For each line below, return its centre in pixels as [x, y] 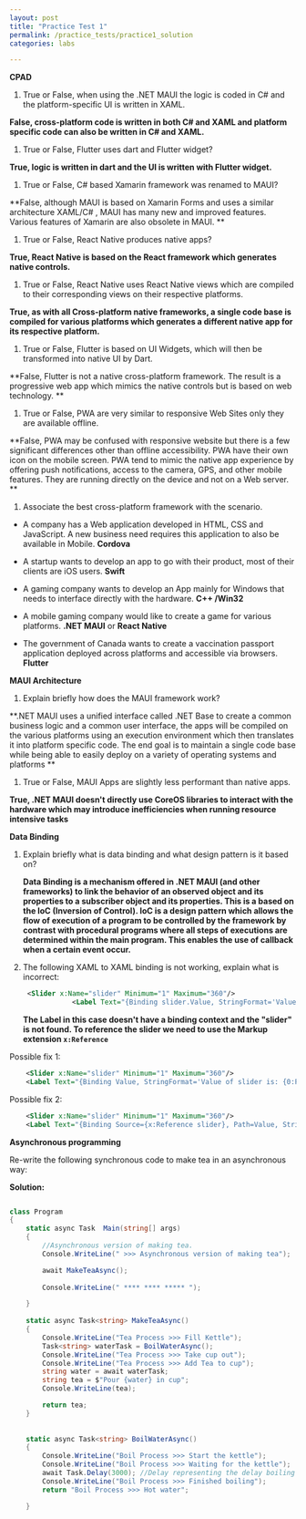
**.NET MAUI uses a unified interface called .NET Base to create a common [150, 716]
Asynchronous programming [65, 1142]
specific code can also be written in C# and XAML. [107, 132]
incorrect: [41, 977]
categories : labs [42, 43]
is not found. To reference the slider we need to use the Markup [145, 1029]
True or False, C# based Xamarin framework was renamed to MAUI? [150, 185]
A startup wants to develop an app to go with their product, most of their [158, 562]
